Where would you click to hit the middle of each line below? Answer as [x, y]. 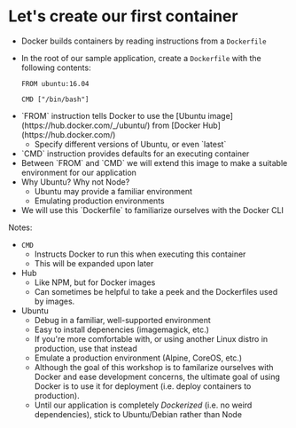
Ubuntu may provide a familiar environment [113, 191]
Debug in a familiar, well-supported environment [122, 320]
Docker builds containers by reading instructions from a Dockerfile [144, 41]
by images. [55, 301]
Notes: [20, 227]
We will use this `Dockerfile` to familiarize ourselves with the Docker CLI [152, 210]
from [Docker [176, 125]
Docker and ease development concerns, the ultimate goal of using [157, 376]
